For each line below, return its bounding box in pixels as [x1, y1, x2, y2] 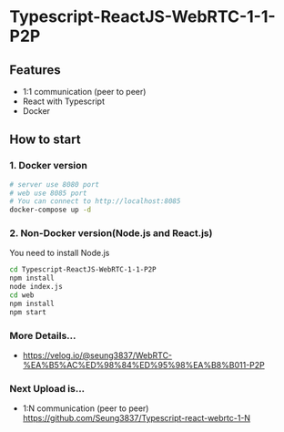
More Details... [9, 329, 76, 342]
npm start [9, 307, 47, 316]
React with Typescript [22, 96, 106, 107]
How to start [9, 132, 81, 148]
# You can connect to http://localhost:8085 [9, 197, 181, 206]
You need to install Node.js [9, 248, 110, 259]
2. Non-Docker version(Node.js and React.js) [9, 227, 213, 240]
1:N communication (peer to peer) [22, 403, 149, 414]
